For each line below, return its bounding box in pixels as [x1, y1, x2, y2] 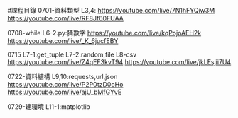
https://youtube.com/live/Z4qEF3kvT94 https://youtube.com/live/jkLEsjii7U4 [7, 58, 232, 66]
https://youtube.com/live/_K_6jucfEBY [7, 37, 119, 45]
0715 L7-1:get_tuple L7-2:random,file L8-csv [7, 50, 137, 59]
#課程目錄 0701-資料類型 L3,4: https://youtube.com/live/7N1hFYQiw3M [7, 6, 215, 14]
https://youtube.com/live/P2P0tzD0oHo [7, 81, 124, 88]
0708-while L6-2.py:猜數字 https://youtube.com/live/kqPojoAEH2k [7, 29, 202, 37]
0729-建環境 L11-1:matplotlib [7, 102, 90, 111]
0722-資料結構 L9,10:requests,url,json [7, 73, 118, 81]
